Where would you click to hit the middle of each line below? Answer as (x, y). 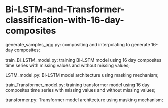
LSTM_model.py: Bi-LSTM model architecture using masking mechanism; (82, 75)
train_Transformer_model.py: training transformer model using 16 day (77, 85)
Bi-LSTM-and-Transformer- (65, 9)
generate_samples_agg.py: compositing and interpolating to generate (78, 44)
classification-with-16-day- (65, 20)
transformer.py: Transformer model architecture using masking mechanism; (84, 100)
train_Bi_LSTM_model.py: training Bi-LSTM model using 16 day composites (83, 60)
